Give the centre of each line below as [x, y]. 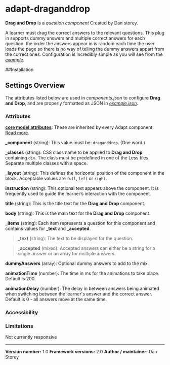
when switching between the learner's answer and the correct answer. [79, 294]
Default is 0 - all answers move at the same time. [56, 300]
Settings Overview [35, 86]
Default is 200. [21, 279]
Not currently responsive [31, 337]
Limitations [19, 326]
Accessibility [22, 312]
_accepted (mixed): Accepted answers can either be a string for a [86, 248]
